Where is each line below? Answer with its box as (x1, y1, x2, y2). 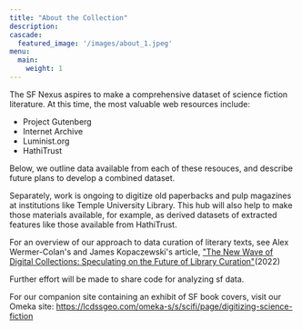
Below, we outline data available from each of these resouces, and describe (9, 163, 294, 174)
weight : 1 (25, 65, 64, 74)
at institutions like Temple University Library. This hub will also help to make (9, 199, 293, 210)
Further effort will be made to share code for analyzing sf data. (9, 274, 245, 285)
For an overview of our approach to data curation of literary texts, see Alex (9, 236, 289, 247)
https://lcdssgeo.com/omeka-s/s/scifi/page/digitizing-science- (55, 301, 293, 312)
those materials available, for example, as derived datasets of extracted (9, 209, 277, 220)
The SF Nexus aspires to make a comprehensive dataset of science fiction (9, 88, 288, 100)
